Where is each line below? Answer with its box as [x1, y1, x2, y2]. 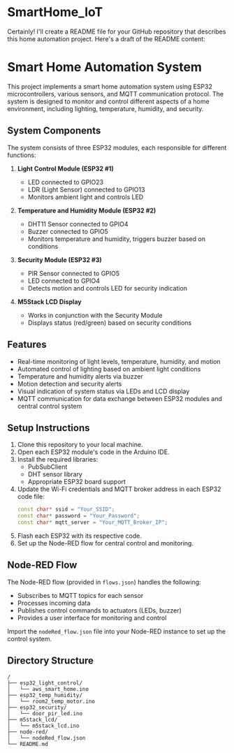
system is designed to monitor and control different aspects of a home [7, 97, 210, 105]
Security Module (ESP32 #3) [17, 256, 103, 264]
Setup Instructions [7, 422, 90, 434]
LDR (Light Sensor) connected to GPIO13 [27, 185, 145, 193]
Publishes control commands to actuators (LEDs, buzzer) [17, 606, 182, 615]
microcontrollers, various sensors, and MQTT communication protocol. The [7, 89, 224, 98]
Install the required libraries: [17, 455, 98, 464]
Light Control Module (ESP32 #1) [17, 164, 114, 173]
